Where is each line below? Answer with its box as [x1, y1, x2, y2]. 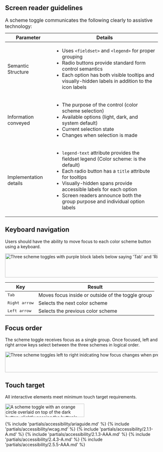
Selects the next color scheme [38, 299, 108, 306]
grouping [62, 53, 83, 60]
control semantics [62, 65, 103, 72]
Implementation [7, 174, 43, 181]
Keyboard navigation [5, 226, 69, 234]
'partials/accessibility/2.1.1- [99, 426, 153, 432]
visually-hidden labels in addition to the [62, 77, 152, 84]
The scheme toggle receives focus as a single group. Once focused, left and [5, 337, 158, 343]
